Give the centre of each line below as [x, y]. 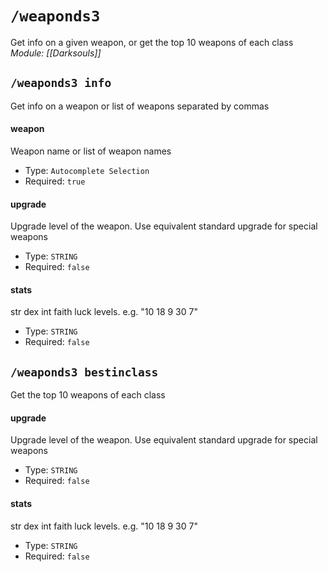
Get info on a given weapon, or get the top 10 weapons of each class [152, 42]
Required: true [55, 181]
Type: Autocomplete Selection [87, 170]
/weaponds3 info [61, 83]
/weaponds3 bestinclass [84, 372]
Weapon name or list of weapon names [91, 151]
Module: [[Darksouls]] [56, 53]
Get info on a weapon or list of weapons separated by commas [140, 106]
